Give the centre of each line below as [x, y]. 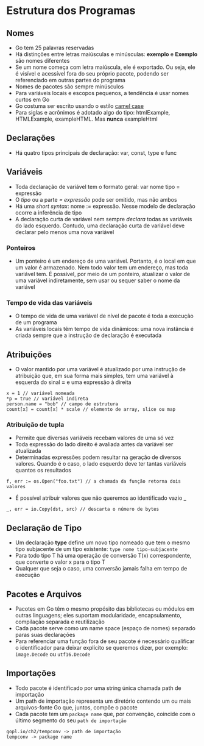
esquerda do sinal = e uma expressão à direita [73, 382]
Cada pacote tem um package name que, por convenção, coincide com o [105, 714]
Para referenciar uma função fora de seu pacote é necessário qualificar [105, 641]
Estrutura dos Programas [71, 11]
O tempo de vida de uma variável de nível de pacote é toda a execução [104, 316]
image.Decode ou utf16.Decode [53, 654]
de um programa [36, 322]
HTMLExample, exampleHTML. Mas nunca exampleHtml [86, 119]
